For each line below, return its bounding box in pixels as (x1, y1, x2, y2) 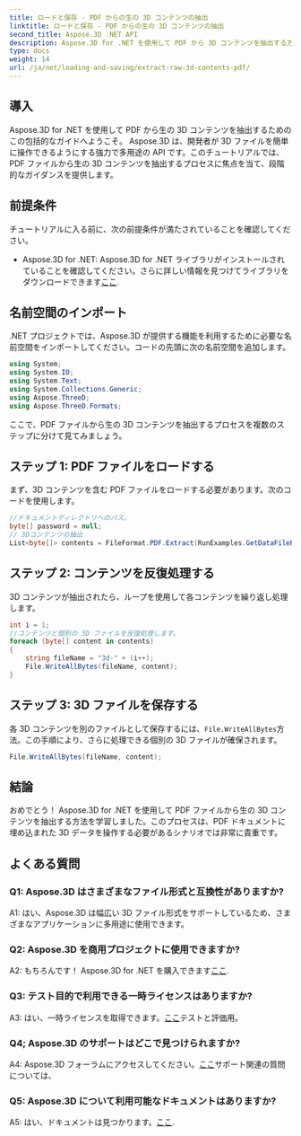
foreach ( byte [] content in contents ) (9, 637, 154, 647)
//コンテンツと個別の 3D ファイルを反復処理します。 (9, 629, 180, 638)
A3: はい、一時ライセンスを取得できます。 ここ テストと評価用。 (9, 1012, 244, 1023)
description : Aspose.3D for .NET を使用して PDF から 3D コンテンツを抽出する (9, 38, 288, 48)
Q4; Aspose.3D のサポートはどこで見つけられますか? (9, 1036, 240, 1049)
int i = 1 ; (9, 621, 50, 630)
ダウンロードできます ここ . (21, 276, 119, 287)
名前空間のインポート (9, 304, 127, 320)
